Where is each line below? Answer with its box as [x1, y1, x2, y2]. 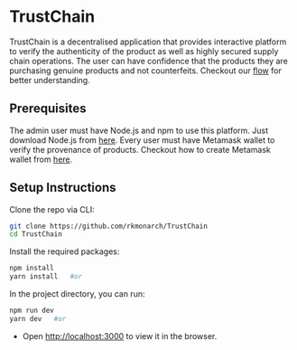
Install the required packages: [9, 246, 120, 257]
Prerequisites [9, 101, 87, 117]
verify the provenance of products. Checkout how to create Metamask [9, 144, 271, 155]
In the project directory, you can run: [9, 289, 145, 299]
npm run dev [9, 306, 54, 316]
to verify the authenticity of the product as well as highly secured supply [9, 45, 279, 56]
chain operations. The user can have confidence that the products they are [9, 55, 289, 66]
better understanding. [9, 74, 90, 85]
